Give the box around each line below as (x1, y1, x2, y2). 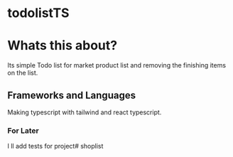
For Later (7, 126, 39, 136)
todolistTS (7, 5, 70, 21)
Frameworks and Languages (7, 89, 136, 101)
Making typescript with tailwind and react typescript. (7, 108, 162, 117)
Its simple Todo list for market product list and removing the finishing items (7, 61, 226, 70)
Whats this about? (7, 38, 118, 54)
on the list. (7, 69, 38, 77)
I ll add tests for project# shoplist (7, 142, 104, 151)
